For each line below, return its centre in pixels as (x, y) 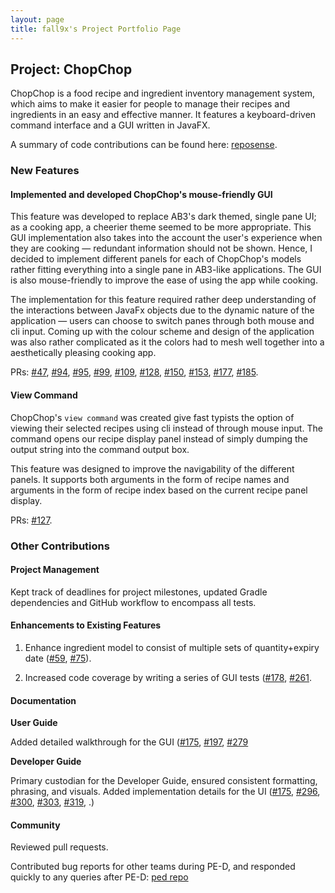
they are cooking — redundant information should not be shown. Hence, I (161, 248)
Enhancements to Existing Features (86, 625)
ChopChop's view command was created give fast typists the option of (152, 417)
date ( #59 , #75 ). (58, 658)
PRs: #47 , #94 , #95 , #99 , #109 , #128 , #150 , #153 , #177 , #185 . (134, 372)
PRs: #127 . (31, 520)
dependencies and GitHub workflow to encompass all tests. (133, 602)
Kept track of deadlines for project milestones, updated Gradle (139, 592)
